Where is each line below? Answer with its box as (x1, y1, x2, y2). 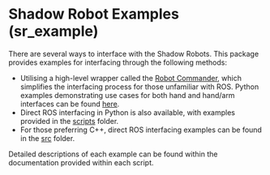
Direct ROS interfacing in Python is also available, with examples (19, 107, 236, 117)
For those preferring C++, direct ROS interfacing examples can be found (19, 125, 262, 134)
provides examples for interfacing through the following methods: (8, 58, 227, 67)
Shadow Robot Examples (8, 5, 180, 23)
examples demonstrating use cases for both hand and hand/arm (19, 90, 235, 100)
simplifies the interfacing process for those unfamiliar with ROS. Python (19, 82, 259, 92)
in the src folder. (19, 133, 75, 143)
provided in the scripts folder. (19, 116, 119, 126)
